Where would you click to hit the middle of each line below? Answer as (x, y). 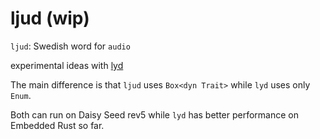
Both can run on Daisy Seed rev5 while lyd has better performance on (155, 114)
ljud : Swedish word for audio (70, 46)
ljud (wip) (50, 18)
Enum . (21, 95)
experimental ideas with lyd (67, 65)
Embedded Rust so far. (57, 125)
